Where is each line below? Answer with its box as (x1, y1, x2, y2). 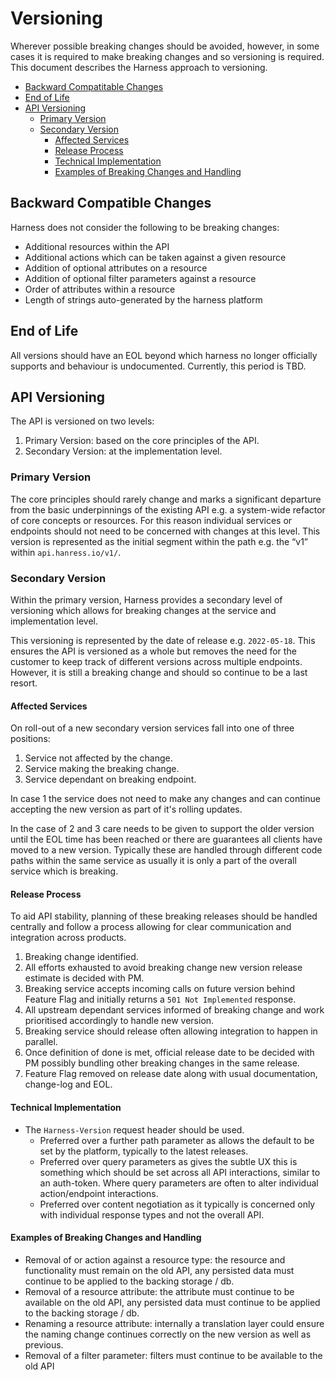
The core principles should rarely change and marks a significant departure (10, 493, 322, 505)
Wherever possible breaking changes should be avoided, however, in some (10, 40, 320, 52)
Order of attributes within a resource (24, 283, 176, 295)
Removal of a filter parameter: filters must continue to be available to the (24, 1349, 323, 1361)
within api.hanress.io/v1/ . (10, 546, 122, 558)
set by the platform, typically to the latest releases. (39, 1145, 249, 1157)
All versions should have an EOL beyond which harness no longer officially (10, 349, 318, 361)
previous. (24, 1338, 64, 1351)
